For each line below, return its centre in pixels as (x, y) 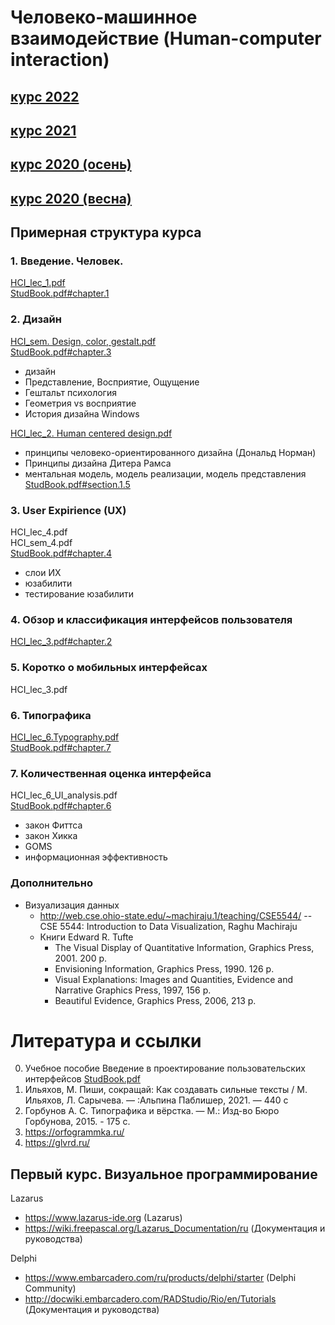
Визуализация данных (72, 905)
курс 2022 (45, 96)
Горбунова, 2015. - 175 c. (77, 1122)
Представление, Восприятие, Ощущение (112, 382)
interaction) (60, 60)
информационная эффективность (96, 857)
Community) (50, 1288)
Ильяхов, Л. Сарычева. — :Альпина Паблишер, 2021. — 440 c (156, 1100)
